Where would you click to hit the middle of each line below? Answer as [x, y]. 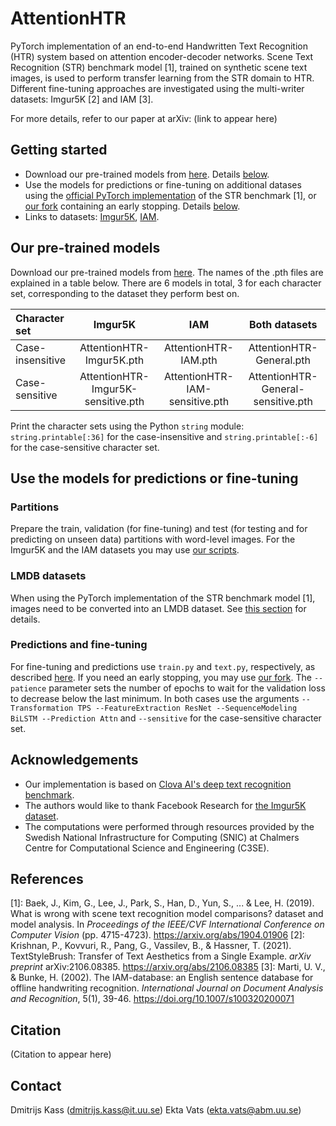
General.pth [283, 360]
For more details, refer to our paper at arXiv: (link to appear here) [144, 118]
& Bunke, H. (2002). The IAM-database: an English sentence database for [162, 978]
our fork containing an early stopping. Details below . [132, 206]
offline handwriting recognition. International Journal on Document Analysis [167, 988]
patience [28, 688]
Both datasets [283, 324]
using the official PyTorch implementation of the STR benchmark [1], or [170, 195]
